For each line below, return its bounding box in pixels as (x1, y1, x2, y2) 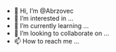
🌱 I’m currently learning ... (13, 22, 89, 30)
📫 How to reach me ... (13, 37, 79, 45)
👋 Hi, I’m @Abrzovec (13, 7, 74, 15)
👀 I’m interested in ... (13, 14, 74, 22)
